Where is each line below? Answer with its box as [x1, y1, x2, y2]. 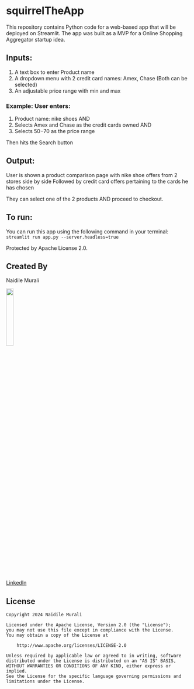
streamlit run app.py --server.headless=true [6, 234, 119, 240]
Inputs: [6, 53, 33, 63]
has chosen [6, 184, 34, 191]
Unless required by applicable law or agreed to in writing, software [6, 653, 182, 659]
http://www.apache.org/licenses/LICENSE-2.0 [16, 643, 127, 649]
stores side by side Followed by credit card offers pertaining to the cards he [6, 178, 189, 185]
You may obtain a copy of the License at [6, 632, 109, 639]
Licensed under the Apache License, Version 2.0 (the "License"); [6, 622, 171, 628]
